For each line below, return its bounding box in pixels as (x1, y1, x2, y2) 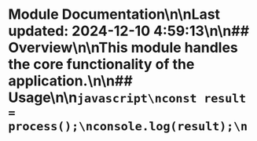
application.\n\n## (8, 72, 134, 90)
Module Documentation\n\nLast (8, 5, 221, 23)
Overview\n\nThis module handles (8, 39, 238, 56)
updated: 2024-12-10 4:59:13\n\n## (8, 22, 250, 40)
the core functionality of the (8, 56, 195, 74)
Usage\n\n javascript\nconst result (8, 89, 247, 107)
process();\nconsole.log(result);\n (8, 119, 248, 134)
